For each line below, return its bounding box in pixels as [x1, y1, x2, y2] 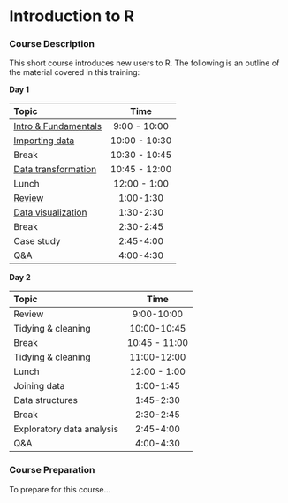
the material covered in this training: [9, 67, 140, 78]
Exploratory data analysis [13, 423, 119, 435]
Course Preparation [9, 464, 95, 476]
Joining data [13, 380, 65, 392]
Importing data [13, 134, 75, 147]
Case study [13, 235, 61, 248]
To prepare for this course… [9, 484, 111, 494]
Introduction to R [9, 6, 135, 27]
